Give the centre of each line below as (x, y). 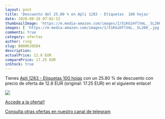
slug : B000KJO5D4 (23, 46)
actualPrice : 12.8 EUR (28, 55)
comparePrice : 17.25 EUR (30, 60)
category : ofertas (24, 37)
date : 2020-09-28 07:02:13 (33, 19)
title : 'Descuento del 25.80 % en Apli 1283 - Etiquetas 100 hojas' (78, 14)
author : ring (18, 42)
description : (18, 50)
